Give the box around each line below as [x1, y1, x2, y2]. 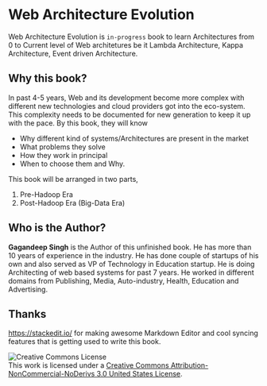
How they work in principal [19, 150, 108, 160]
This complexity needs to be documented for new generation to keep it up [8, 110, 251, 119]
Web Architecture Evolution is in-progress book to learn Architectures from [8, 32, 255, 41]
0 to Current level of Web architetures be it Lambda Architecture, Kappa [8, 40, 244, 49]
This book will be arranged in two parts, [8, 174, 139, 183]
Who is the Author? [8, 221, 106, 235]
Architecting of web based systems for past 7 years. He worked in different [8, 268, 254, 277]
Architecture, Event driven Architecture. [8, 48, 138, 58]
